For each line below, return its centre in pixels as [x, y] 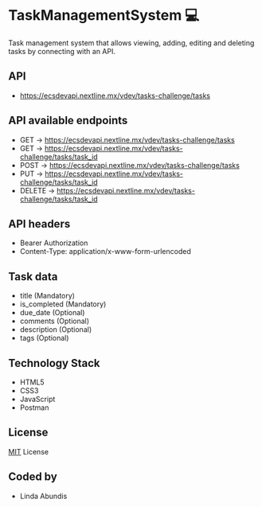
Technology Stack [54, 363]
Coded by [33, 477]
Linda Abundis [43, 496]
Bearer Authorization [54, 243]
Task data [33, 277]
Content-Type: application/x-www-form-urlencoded [105, 252]
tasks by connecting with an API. [62, 51]
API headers [39, 224]
